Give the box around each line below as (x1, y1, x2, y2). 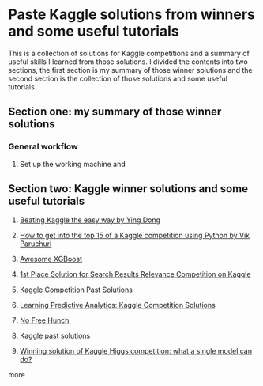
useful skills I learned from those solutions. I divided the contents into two (8, 57, 249, 66)
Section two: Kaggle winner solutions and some (8, 182, 249, 195)
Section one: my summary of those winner (8, 105, 222, 119)
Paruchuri (19, 239, 52, 248)
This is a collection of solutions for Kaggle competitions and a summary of (8, 48, 250, 58)
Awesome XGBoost (19, 255, 83, 264)
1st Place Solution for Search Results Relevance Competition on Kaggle (19, 270, 251, 279)
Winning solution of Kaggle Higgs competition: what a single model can (19, 346, 253, 356)
